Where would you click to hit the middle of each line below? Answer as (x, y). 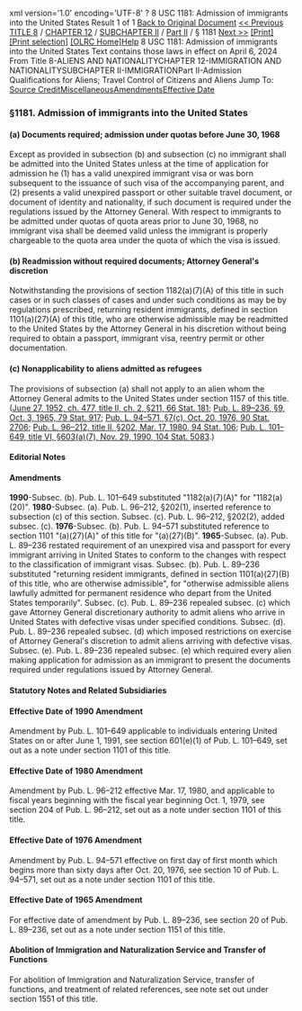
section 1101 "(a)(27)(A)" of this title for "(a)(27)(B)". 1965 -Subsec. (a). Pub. (149, 536)
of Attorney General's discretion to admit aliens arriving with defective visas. (151, 641)
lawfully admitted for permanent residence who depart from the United (141, 593)
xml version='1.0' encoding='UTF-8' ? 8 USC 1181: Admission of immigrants (149, 13)
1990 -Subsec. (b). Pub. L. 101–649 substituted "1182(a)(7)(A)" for (130, 498)
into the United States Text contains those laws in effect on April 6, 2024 (143, 51)
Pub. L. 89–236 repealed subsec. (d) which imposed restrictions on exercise (151, 632)
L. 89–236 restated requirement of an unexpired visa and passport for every (150, 546)
